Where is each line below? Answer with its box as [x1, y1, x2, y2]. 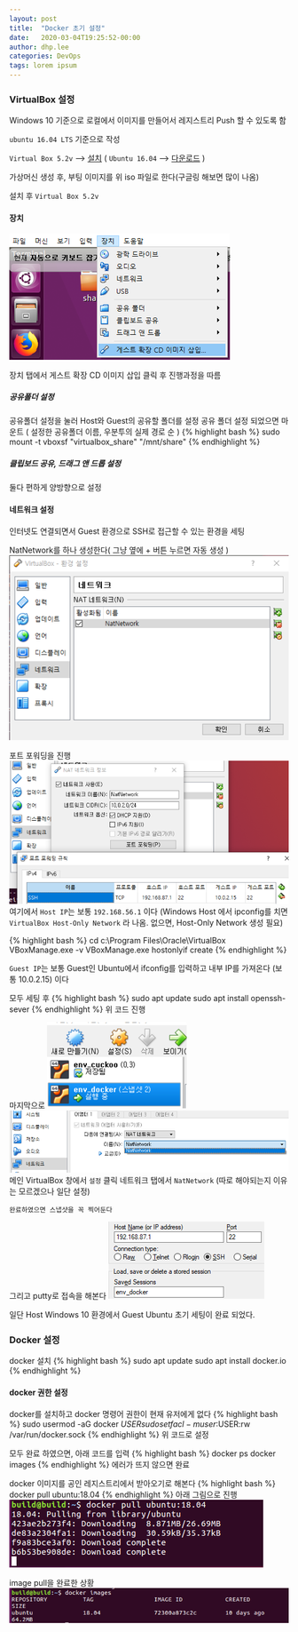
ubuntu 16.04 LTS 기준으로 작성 [9, 134, 121, 145]
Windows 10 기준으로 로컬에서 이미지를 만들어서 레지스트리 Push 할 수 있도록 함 [9, 115, 286, 126]
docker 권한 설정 [9, 1387, 68, 1397]
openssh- [250, 992, 286, 1003]
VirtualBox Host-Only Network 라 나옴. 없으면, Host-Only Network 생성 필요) [9, 917, 284, 927]
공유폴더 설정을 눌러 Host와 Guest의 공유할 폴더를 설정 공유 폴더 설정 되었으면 [9, 416, 279, 426]
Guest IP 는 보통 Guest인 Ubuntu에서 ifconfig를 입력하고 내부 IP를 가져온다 [9, 962, 271, 973]
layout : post [9, 14, 58, 23]
